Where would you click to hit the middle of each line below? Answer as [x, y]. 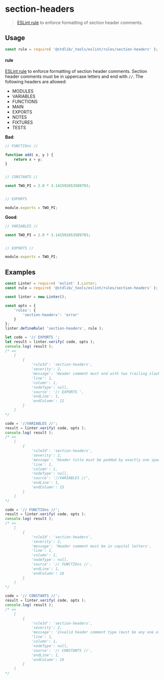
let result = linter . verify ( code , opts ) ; [50, 342]
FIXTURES [22, 122]
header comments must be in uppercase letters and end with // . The [74, 76]
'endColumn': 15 [48, 487]
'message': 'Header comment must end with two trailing [89, 374]
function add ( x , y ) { [29, 155]
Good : [11, 217]
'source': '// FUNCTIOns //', [62, 564]
